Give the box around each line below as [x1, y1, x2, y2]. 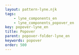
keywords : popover [5, 38, 42, 43]
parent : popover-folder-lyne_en [5, 34, 70, 39]
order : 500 [5, 43, 27, 47]
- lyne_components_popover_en [13, 20, 75, 25]
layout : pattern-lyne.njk [5, 7, 57, 12]
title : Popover [5, 29, 36, 34]
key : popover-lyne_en [5, 25, 49, 30]
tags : [5, 11, 16, 16]
